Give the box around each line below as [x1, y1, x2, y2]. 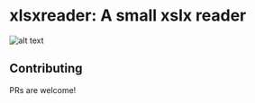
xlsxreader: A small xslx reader [9, 5, 247, 26]
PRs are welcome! [9, 84, 77, 95]
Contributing [9, 61, 83, 76]
